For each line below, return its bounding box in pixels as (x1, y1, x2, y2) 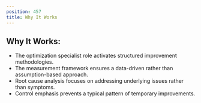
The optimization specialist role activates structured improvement (14, 52, 177, 60)
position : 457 (6, 8, 42, 15)
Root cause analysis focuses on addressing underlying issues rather (14, 77, 184, 85)
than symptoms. (14, 84, 55, 91)
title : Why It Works (6, 14, 58, 20)
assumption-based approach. (14, 71, 89, 78)
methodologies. (14, 58, 54, 65)
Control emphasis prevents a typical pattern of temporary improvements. (14, 90, 196, 97)
